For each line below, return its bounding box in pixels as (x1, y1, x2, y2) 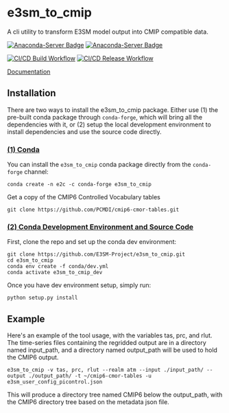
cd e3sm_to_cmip (7, 257, 53, 264)
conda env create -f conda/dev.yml (7, 263, 109, 270)
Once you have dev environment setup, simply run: (7, 281, 152, 289)
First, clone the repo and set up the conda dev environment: (7, 238, 177, 246)
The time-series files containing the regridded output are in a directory (7, 339, 207, 347)
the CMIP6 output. (7, 353, 59, 361)
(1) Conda (7, 144, 40, 154)
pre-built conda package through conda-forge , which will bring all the (7, 113, 203, 121)
